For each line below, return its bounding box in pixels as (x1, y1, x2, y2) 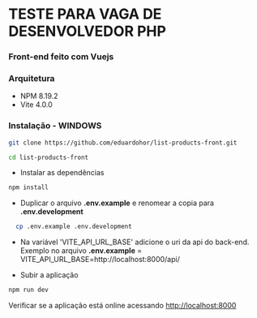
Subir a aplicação (19, 270, 79, 280)
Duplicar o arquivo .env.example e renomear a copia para (19, 198, 215, 208)
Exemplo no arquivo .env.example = (19, 246, 143, 256)
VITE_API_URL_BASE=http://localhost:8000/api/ (19, 255, 180, 264)
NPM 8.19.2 (19, 91, 58, 101)
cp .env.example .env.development (15, 222, 132, 231)
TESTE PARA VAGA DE (8, 5, 162, 24)
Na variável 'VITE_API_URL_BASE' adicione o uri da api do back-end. (19, 237, 250, 247)
